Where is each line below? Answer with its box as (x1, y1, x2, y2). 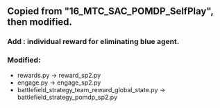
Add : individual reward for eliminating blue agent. (7, 37, 180, 47)
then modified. (7, 17, 73, 28)
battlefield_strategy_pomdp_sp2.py (17, 93, 118, 101)
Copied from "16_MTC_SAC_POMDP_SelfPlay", (7, 6, 214, 17)
